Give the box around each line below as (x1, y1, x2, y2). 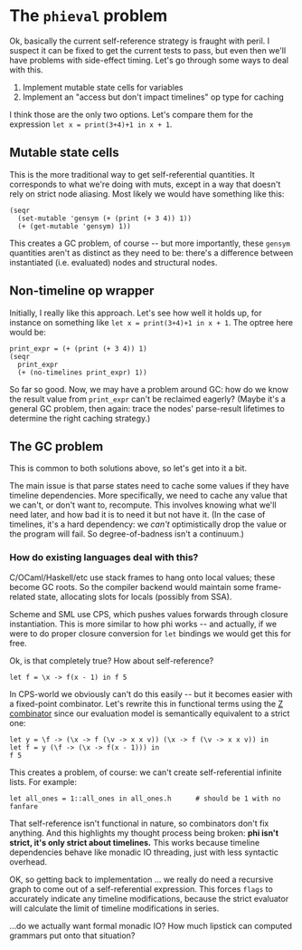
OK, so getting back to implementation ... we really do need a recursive (9, 874, 274, 885)
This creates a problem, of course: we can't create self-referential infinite (9, 767, 282, 778)
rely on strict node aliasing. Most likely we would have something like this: (9, 188, 285, 199)
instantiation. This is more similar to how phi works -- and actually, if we (9, 618, 278, 629)
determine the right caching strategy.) (9, 412, 151, 423)
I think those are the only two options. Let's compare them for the (9, 109, 253, 120)
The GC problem (9, 439, 104, 454)
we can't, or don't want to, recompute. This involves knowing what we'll (9, 499, 278, 510)
